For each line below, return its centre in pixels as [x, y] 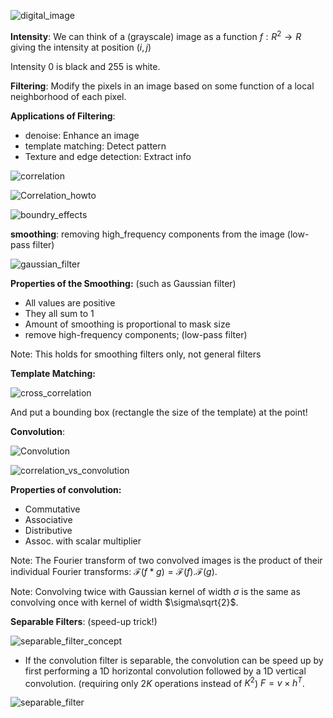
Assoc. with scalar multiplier [83, 541]
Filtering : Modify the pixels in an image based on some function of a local [162, 86]
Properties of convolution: [66, 489]
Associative [48, 519]
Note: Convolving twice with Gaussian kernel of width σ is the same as [155, 591]
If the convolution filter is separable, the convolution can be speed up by [174, 660]
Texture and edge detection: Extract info [108, 156]
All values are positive [70, 302]
